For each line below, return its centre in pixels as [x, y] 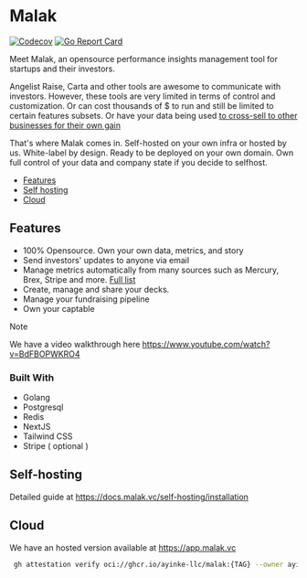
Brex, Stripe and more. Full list [79, 279]
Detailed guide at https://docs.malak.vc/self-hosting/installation [129, 497]
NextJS [37, 427]
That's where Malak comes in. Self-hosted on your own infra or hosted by [148, 143]
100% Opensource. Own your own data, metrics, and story [133, 250]
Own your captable [58, 308]
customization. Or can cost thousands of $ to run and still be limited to [142, 105]
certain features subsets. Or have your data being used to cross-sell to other [153, 115]
